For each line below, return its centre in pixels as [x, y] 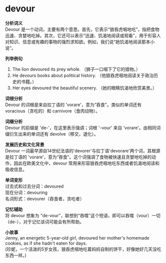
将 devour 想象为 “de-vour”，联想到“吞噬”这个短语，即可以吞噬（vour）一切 [83, 215]
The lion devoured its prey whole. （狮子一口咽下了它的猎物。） [76, 69]
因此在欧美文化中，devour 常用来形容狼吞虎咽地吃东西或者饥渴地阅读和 [86, 163]
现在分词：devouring [27, 192]
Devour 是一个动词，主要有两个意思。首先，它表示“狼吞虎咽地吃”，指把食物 [82, 29]
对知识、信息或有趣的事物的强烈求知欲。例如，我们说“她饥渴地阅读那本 [78, 42]
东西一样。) [16, 255]
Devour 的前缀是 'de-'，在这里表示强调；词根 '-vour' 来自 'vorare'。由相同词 [83, 128]
